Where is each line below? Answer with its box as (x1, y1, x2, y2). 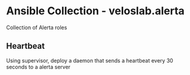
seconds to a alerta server (6, 63, 71, 70)
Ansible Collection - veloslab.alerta (6, 4, 185, 18)
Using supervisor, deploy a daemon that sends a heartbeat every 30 (6, 57, 174, 64)
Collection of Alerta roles (6, 24, 67, 31)
